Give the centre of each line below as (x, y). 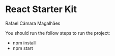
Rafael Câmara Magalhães (33, 23)
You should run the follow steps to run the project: (58, 33)
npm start (23, 48)
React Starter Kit (41, 9)
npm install (24, 43)
